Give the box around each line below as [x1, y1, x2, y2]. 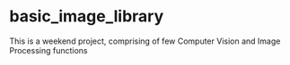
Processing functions [9, 45, 88, 55]
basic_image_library [9, 6, 164, 27]
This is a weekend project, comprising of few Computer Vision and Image [9, 36, 281, 46]
